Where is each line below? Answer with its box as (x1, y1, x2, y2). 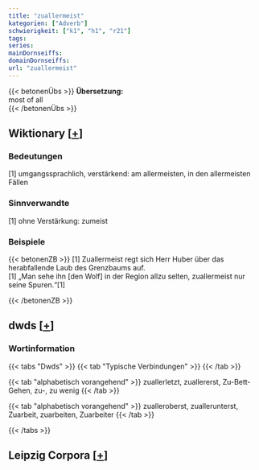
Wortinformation (8, 343, 75, 354)
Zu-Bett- (222, 377, 251, 386)
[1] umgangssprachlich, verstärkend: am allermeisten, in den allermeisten (8, 169, 251, 179)
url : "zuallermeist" (8, 64, 78, 72)
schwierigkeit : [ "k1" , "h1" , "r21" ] (8, 27, 131, 35)
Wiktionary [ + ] (8, 126, 83, 141)
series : (8, 42, 35, 50)
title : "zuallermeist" (8, 11, 84, 20)
